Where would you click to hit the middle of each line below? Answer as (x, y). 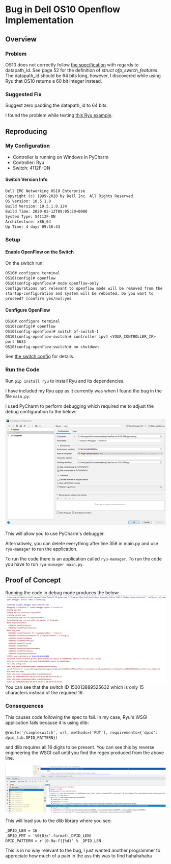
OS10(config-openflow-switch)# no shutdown (52, 347)
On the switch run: (25, 263)
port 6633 (16, 342)
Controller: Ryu (28, 162)
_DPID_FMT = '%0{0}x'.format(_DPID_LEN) (49, 836)
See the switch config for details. (40, 357)
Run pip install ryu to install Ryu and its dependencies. (65, 381)
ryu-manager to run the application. (41, 549)
